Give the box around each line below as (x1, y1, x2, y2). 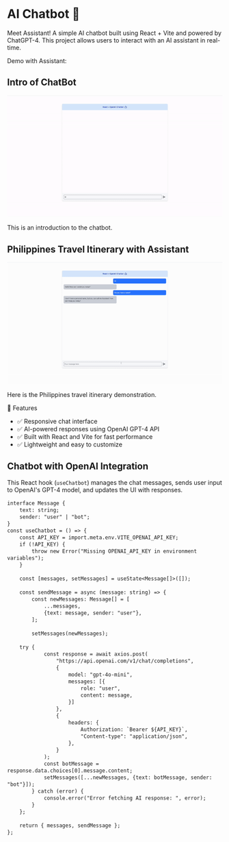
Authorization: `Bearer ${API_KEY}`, (80, 726, 188, 733)
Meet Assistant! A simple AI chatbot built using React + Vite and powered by (7, 29, 222, 37)
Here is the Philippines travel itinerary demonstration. (7, 390, 157, 398)
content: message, (80, 692, 133, 699)
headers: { (68, 719, 99, 726)
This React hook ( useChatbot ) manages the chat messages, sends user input (7, 479, 222, 487)
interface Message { (7, 500, 66, 507)
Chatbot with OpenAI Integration (7, 460, 149, 472)
